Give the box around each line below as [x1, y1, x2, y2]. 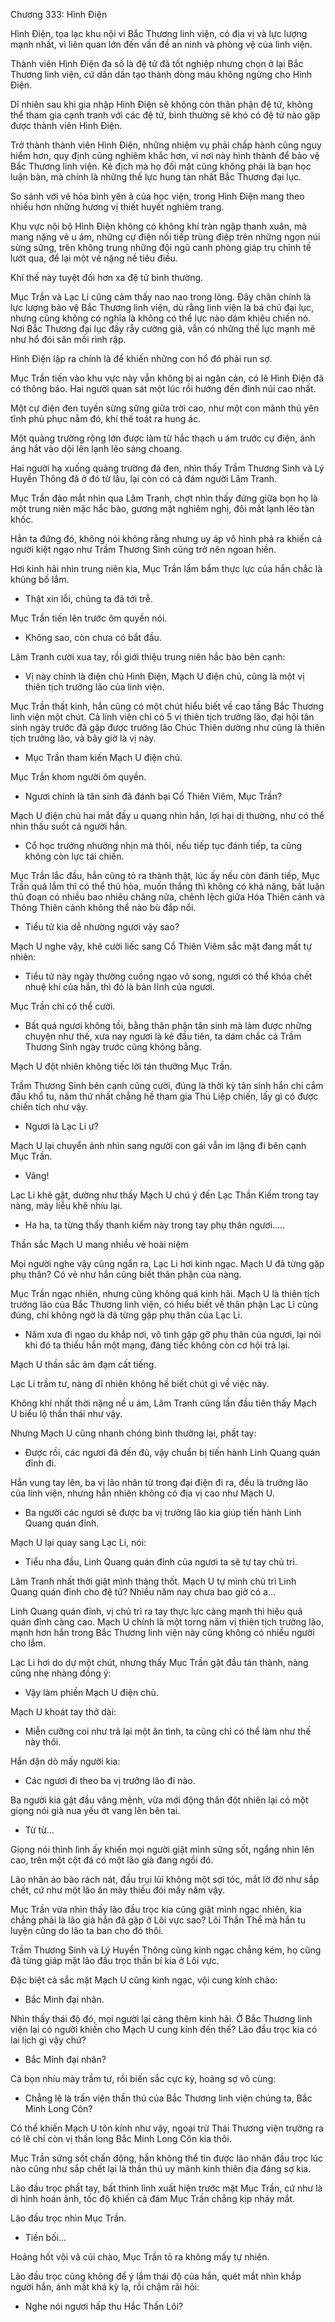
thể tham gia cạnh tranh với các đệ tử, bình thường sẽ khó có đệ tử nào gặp [10, 109, 321, 121]
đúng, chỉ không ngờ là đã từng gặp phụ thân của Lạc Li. [10, 1309, 243, 1321]
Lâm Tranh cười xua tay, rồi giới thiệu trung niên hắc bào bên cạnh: [10, 651, 286, 663]
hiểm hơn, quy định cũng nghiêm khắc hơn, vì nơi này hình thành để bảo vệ [10, 150, 320, 161]
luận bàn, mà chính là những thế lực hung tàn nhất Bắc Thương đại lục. [10, 171, 302, 183]
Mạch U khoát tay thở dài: [10, 1706, 117, 1718]
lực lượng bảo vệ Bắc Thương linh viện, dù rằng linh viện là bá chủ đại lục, [10, 302, 315, 313]
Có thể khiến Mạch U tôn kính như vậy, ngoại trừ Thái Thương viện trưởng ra [10, 2122, 324, 2134]
